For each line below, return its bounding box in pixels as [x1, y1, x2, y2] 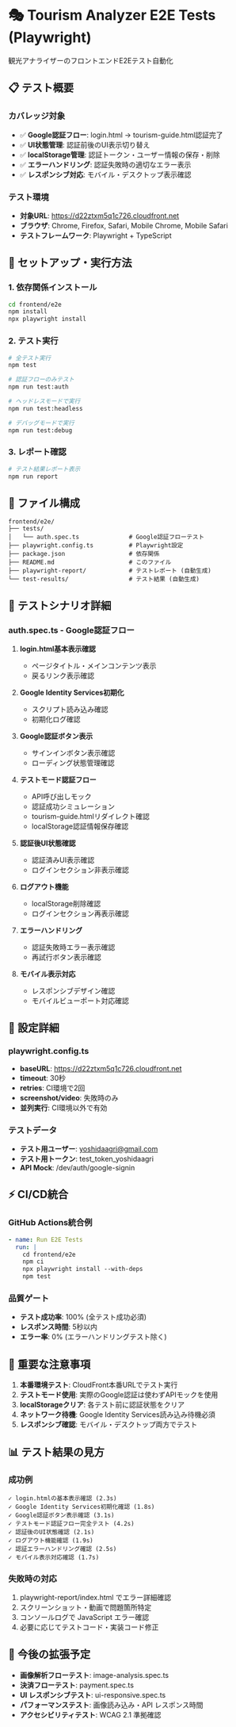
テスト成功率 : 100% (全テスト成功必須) [19, 1312, 147, 1322]
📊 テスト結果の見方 [8, 1445, 105, 1459]
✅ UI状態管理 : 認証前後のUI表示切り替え [19, 140, 150, 149]
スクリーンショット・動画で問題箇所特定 [19, 1603, 152, 1612]
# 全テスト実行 [8, 354, 51, 362]
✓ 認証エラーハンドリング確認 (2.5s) [8, 1545, 117, 1553]
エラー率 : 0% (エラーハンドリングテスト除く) [19, 1332, 168, 1342]
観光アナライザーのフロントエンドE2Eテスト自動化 [8, 56, 174, 65]
